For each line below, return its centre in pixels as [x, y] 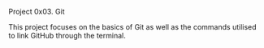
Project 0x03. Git [37, 12]
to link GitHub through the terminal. [67, 36]
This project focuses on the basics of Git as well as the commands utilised [133, 27]
